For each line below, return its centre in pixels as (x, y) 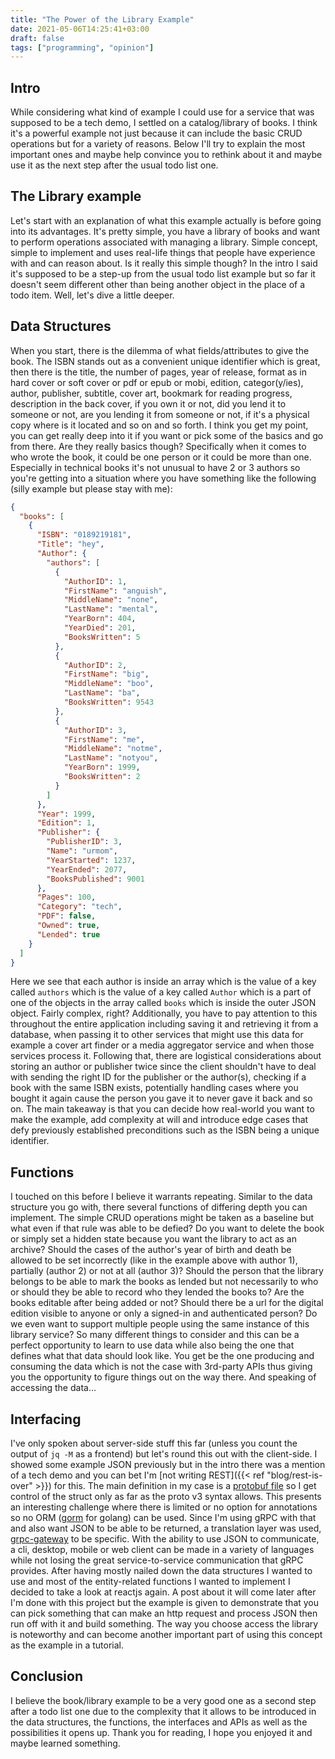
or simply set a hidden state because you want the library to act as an (154, 1239)
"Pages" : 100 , (66, 897)
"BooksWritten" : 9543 (109, 702)
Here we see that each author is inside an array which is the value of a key (163, 982)
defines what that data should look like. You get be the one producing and (162, 1356)
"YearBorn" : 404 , (100, 619)
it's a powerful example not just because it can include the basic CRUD (156, 133)
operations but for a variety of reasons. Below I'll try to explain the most (158, 144)
